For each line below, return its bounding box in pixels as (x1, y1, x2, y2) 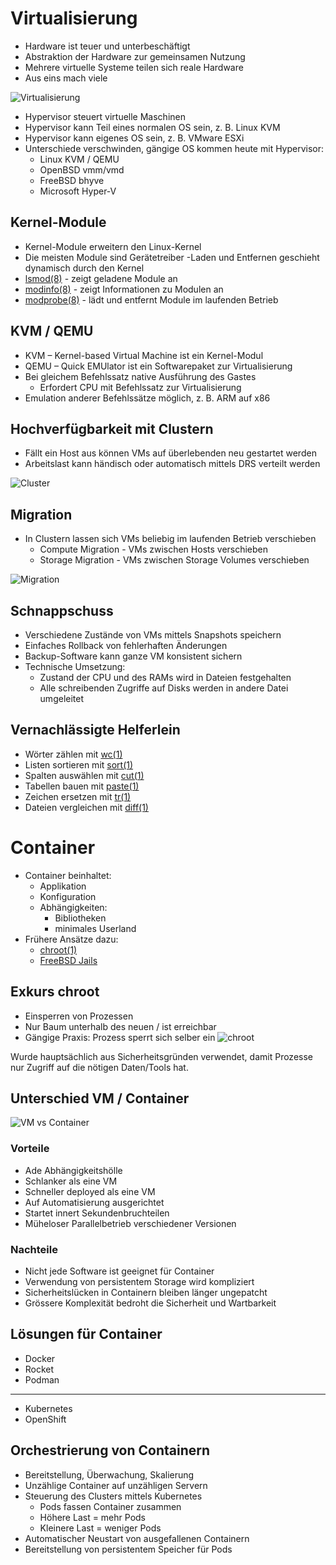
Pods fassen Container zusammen (39, 1500, 182, 1512)
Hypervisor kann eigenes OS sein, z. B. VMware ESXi (24, 132, 245, 144)
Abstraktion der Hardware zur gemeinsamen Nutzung (24, 50, 246, 62)
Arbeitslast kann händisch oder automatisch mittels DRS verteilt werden (24, 458, 321, 470)
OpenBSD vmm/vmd (39, 163, 125, 176)
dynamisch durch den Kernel (24, 262, 145, 274)
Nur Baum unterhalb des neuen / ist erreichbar (24, 1020, 217, 1032)
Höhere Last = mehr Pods (39, 1511, 146, 1523)
